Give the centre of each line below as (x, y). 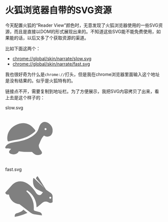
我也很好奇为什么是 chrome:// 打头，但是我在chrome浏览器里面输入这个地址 (82, 74)
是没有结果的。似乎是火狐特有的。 (40, 81)
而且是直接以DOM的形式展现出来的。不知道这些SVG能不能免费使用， (85, 31)
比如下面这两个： (23, 48)
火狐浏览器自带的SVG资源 (58, 10)
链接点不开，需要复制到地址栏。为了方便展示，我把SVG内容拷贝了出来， (80, 91)
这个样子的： (32, 97)
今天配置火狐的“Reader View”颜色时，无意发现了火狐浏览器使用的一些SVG (82, 25)
